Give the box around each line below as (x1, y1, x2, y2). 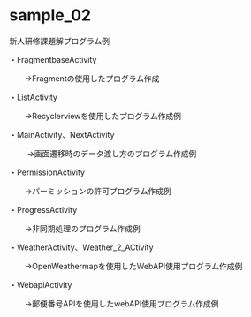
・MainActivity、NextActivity (9, 129, 115, 140)
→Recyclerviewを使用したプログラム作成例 (24, 110, 181, 121)
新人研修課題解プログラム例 (9, 35, 110, 46)
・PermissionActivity (9, 167, 86, 177)
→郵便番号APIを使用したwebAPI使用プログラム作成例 (24, 298, 219, 309)
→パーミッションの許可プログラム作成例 (24, 185, 171, 196)
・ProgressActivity (9, 204, 78, 215)
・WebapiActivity (9, 279, 72, 290)
